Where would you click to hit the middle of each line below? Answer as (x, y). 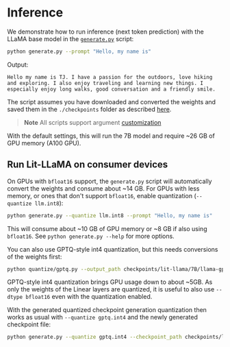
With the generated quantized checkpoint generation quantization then (107, 310)
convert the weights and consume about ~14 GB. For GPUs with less (103, 188)
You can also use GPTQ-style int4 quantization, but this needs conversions (113, 249)
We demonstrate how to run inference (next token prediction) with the (105, 32)
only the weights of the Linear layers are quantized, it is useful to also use (111, 289)
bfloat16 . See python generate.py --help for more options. (91, 236)
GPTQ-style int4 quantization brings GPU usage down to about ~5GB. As (110, 282)
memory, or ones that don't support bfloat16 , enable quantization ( (102, 195)
